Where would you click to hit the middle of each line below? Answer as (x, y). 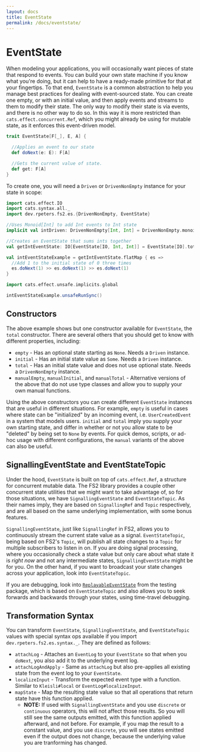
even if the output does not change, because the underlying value (104, 737)
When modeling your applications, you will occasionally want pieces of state (100, 68)
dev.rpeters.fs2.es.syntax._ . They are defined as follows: (78, 643)
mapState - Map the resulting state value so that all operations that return (104, 692)
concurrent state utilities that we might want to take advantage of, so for (95, 492)
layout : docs (22, 12)
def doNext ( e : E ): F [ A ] (41, 153)
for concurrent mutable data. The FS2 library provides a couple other (91, 485)
